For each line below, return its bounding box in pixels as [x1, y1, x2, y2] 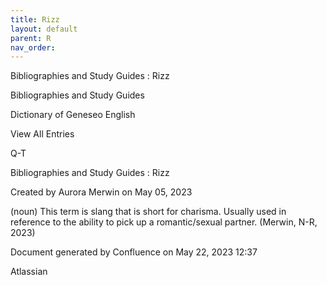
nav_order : [10, 42, 56, 53]
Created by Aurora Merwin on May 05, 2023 [10, 186, 193, 198]
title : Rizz [10, 14, 60, 25]
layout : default [10, 24, 78, 34]
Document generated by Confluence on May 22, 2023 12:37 [10, 246, 258, 258]
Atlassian [10, 266, 48, 278]
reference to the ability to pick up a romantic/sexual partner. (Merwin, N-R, [10, 216, 318, 228]
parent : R [10, 33, 52, 43]
